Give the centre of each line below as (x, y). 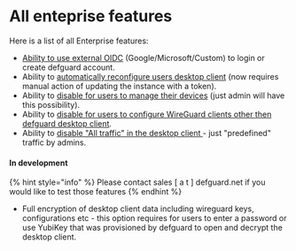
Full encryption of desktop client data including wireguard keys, (138, 209)
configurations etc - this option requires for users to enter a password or (154, 218)
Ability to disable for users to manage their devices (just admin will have (153, 95)
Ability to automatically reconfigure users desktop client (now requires (150, 76)
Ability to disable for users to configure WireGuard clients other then (147, 114)
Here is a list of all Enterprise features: (79, 41)
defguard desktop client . (67, 123)
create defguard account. (68, 67)
